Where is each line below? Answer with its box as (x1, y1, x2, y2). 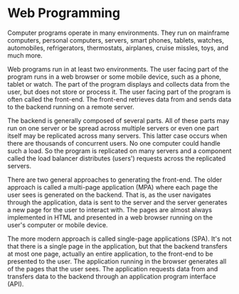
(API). (7, 279, 24, 288)
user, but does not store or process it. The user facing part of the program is (7, 87, 231, 96)
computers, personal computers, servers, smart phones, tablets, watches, (7, 36, 224, 44)
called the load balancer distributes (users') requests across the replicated (7, 154, 226, 163)
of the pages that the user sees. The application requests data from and (7, 264, 218, 273)
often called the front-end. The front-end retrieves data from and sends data (7, 94, 232, 104)
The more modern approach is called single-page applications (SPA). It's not (7, 234, 232, 243)
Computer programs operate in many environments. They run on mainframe (7, 28, 230, 37)
